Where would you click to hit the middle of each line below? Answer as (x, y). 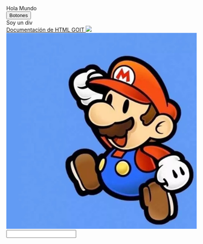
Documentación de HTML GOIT (45, 30)
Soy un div (20, 23)
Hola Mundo (22, 8)
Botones (19, 15)
